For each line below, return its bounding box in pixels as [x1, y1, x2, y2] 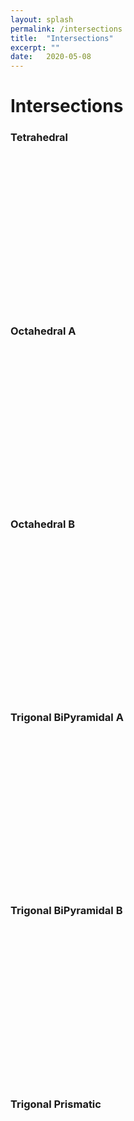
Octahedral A [10, 324, 77, 338]
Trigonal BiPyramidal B [10, 904, 123, 918]
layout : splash [10, 14, 74, 25]
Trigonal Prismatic [10, 1097, 102, 1111]
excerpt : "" [10, 42, 60, 53]
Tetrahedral [10, 131, 68, 145]
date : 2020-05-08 [10, 52, 92, 62]
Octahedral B [10, 517, 76, 531]
